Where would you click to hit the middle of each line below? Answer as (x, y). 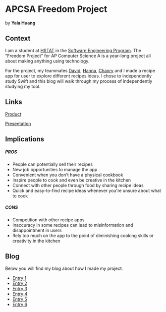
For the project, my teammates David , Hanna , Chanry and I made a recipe (80, 70)
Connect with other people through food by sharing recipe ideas (78, 185)
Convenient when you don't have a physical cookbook (68, 175)
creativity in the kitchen (36, 241)
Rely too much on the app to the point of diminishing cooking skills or (83, 235)
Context (18, 38)
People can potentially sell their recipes (53, 164)
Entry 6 (20, 304)
